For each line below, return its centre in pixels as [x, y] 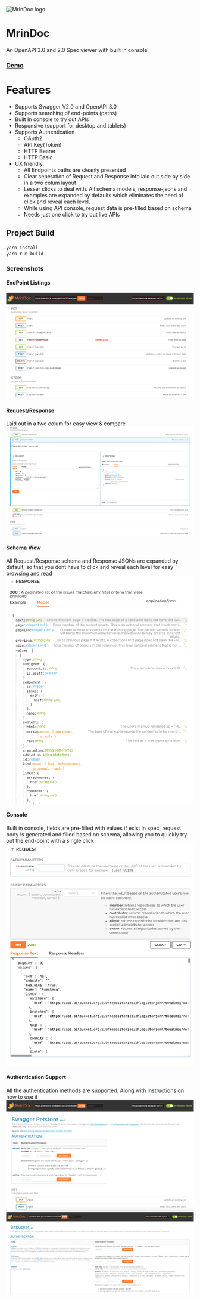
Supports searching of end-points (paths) [66, 113]
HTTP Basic [38, 157]
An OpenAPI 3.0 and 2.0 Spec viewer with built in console [77, 50]
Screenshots [25, 268]
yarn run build [25, 254]
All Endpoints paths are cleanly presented [75, 170]
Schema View [24, 548]
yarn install [22, 248]
